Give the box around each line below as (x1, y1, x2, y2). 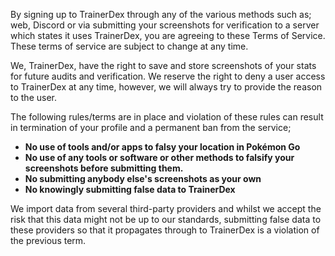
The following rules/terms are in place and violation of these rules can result (10, 111, 324, 123)
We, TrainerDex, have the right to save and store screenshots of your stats (10, 60, 317, 71)
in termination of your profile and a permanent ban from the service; (10, 122, 292, 133)
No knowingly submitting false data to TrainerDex (24, 184, 236, 195)
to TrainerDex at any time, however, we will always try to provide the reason (10, 81, 323, 93)
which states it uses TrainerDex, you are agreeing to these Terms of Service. (10, 30, 326, 41)
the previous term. (10, 235, 87, 246)
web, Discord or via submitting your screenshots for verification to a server (10, 19, 320, 31)
